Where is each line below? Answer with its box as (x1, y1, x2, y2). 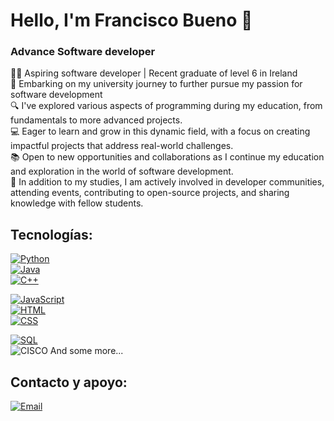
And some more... (49, 345, 124, 357)
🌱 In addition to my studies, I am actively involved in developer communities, (10, 176, 325, 188)
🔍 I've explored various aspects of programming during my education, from (10, 100, 323, 112)
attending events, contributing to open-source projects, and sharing (10, 187, 290, 199)
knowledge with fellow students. (10, 197, 144, 209)
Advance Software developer (10, 45, 156, 59)
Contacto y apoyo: (10, 374, 128, 391)
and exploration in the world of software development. (10, 165, 234, 178)
